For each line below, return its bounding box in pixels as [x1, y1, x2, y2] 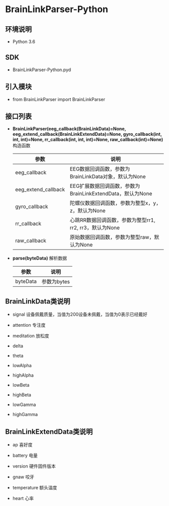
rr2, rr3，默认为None [69, 224, 120, 231]
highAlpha [12, 372, 34, 378]
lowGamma [12, 401, 36, 408]
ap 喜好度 [12, 442, 33, 448]
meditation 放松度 [12, 333, 49, 339]
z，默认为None [69, 207, 106, 214]
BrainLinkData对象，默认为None [69, 173, 146, 180]
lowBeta [12, 382, 30, 388]
